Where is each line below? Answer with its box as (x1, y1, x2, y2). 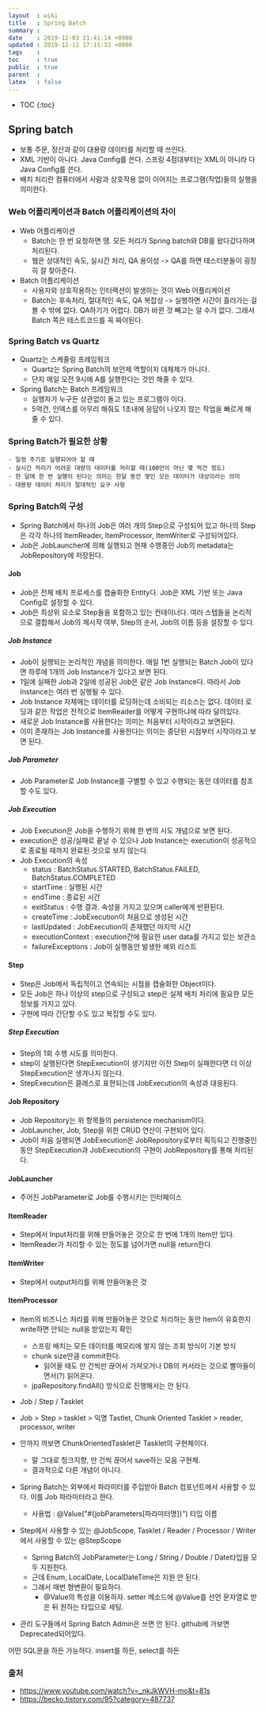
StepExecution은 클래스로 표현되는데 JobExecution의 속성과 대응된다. (19, 1078, 239, 1087)
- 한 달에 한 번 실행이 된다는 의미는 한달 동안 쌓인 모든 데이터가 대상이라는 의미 (8, 473, 240, 481)
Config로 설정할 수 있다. (19, 597, 95, 607)
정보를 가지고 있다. (19, 998, 78, 1008)
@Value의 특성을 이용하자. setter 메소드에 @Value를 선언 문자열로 (43, 1592, 249, 1602)
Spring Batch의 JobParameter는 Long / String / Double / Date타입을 (31, 1552, 249, 1562)
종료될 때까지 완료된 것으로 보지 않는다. (28, 845, 149, 855)
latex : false (8, 78, 62, 86)
